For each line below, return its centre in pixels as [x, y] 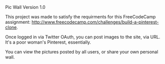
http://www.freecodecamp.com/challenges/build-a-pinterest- [95, 22]
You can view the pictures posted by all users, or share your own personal [82, 52]
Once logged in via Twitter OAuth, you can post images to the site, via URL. [83, 37]
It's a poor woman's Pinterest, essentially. [48, 42]
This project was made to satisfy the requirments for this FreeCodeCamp [80, 17]
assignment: [18, 22]
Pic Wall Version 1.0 [25, 7]
